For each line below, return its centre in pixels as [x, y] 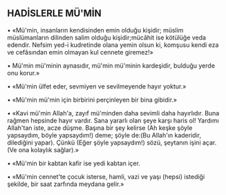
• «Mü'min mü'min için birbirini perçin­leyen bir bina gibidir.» [92, 100]
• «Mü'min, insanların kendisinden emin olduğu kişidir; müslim [95, 30]
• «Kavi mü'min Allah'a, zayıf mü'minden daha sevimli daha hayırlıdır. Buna [113, 113]
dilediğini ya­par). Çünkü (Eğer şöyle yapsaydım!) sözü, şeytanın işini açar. [112, 142]
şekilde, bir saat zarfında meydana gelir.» [66, 184]
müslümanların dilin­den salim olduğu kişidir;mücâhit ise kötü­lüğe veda [106, 37]
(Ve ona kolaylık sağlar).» [43, 149]
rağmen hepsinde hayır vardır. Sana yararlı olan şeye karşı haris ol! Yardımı [113, 120]
